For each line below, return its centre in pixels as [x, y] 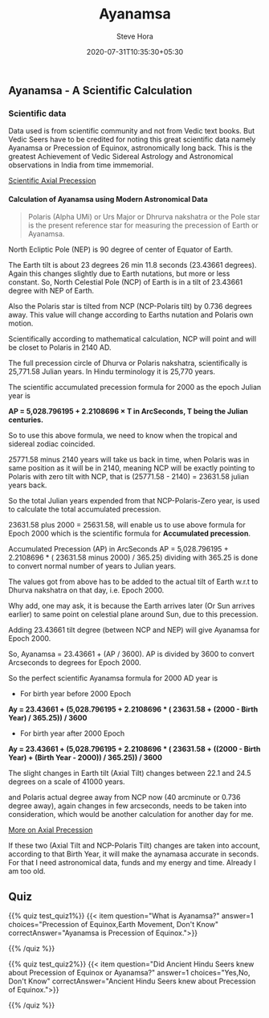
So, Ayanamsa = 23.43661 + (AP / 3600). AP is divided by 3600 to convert [131, 654]
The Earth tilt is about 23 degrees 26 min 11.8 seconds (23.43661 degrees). [132, 265]
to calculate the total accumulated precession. [85, 509]
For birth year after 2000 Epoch [72, 733]
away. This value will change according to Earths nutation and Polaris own [131, 315]
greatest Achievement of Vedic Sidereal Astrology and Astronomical [121, 157]
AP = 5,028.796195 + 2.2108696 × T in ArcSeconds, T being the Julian [128, 412]
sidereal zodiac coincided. [52, 444]
